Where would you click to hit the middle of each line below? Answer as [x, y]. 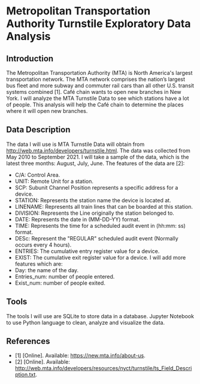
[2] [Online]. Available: [43, 362]
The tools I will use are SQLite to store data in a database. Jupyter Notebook [100, 316]
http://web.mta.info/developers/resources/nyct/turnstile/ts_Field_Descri [103, 368]
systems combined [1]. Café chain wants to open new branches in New [94, 92]
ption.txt [25, 374]
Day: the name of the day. [47, 270]
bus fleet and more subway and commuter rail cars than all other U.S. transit [100, 86]
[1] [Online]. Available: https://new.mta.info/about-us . [80, 356]
